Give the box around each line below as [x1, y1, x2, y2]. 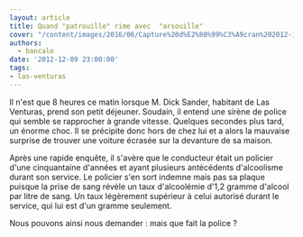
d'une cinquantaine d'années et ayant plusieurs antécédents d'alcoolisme [9, 161, 284, 172]
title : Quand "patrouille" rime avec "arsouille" [9, 22, 204, 31]
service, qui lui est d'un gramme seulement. [9, 200, 172, 211]
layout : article [9, 13, 70, 23]
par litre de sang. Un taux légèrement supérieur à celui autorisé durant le [9, 190, 280, 201]
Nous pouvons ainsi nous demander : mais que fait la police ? [9, 217, 237, 228]
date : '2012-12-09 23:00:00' [9, 55, 119, 64]
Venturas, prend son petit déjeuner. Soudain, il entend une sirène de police [9, 105, 287, 117]
